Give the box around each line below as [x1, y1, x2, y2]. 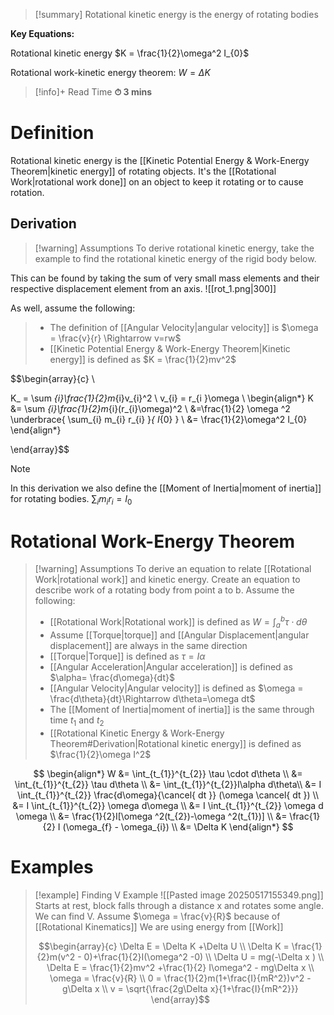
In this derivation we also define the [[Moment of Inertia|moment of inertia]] [10, 482, 322, 494]
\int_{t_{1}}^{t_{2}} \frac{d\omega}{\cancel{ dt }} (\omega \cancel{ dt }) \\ [17, 789, 319, 801]
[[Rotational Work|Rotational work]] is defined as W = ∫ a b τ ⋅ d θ [49, 614, 308, 630]
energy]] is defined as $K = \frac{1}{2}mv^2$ [49, 353, 237, 365]
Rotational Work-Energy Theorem [10, 530, 296, 553]
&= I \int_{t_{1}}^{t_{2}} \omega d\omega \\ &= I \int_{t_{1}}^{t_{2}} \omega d [12, 799, 324, 811]
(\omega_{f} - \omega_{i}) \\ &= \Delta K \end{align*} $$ [62, 820, 294, 833]
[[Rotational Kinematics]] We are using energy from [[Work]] [34, 920, 284, 933]
